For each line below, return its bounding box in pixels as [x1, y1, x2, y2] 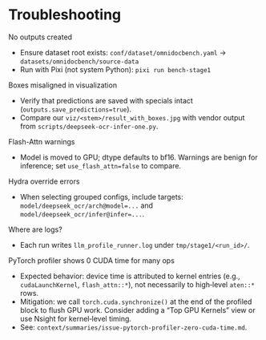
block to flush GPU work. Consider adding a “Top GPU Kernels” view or [19, 305, 256, 314]
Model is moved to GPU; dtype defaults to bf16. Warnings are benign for [19, 152, 258, 162]
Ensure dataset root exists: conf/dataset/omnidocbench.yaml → [19, 47, 227, 57]
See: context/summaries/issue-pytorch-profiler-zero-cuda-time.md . [19, 322, 248, 332]
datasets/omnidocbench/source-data [19, 58, 139, 66]
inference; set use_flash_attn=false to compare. [19, 160, 182, 170]
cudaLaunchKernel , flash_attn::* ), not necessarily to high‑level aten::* [19, 279, 255, 289]
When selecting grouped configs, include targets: [19, 192, 183, 201]
